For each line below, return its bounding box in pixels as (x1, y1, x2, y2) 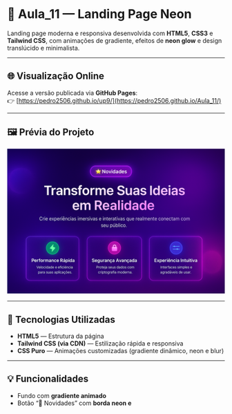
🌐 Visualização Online (7, 70, 105, 82)
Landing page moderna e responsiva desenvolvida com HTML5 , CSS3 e (7, 29, 213, 37)
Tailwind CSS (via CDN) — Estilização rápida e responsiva (17, 339, 184, 348)
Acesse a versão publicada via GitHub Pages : (7, 88, 138, 97)
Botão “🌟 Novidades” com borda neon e (17, 399, 132, 407)
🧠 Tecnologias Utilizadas (7, 314, 115, 326)
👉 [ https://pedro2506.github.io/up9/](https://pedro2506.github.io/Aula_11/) (7, 96, 222, 104)
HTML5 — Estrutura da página (17, 332, 105, 341)
